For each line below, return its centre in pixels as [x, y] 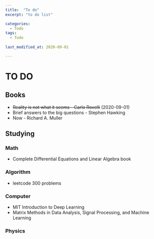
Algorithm [18, 172]
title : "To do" [22, 10]
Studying [20, 134]
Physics [15, 231]
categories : [18, 24]
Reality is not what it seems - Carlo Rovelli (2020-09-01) [71, 107]
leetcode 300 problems [37, 183]
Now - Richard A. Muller [38, 118]
